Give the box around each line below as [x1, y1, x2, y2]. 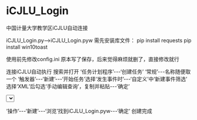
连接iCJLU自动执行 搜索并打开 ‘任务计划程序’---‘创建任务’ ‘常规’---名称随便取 [6, 68, 191, 75]
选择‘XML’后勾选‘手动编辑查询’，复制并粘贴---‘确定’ [6, 82, 130, 89]
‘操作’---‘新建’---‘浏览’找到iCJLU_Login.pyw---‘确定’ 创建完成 [6, 107, 153, 114]
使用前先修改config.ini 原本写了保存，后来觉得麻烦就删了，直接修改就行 [6, 55, 179, 62]
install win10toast [6, 43, 48, 51]
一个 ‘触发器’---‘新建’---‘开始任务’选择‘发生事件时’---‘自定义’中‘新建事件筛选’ [6, 75, 188, 82]
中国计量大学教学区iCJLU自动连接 [6, 24, 88, 31]
